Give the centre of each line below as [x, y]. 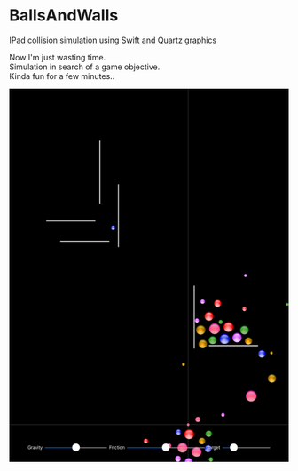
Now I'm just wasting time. [58, 57]
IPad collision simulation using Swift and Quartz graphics [113, 40]
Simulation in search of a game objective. [85, 67]
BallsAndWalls [64, 16]
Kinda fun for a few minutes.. [62, 76]
